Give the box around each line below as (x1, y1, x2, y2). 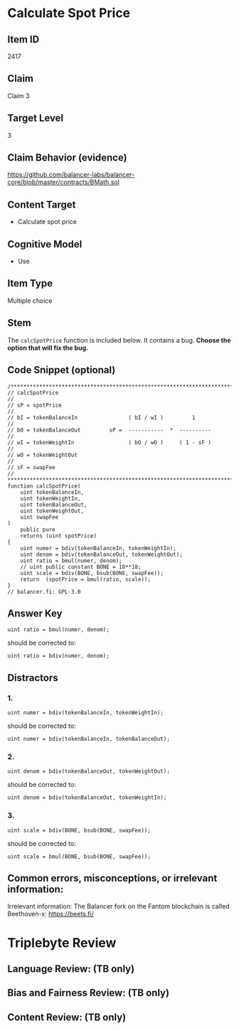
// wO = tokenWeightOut (7, 451, 78, 458)
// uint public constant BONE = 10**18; (20, 563, 142, 570)
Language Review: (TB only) (7, 962, 135, 975)
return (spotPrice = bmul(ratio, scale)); (20, 576, 152, 583)
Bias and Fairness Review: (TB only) (7, 987, 169, 999)
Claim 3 (7, 91, 30, 100)
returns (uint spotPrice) (20, 532, 97, 540)
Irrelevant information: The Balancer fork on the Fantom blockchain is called (7, 902, 230, 911)
